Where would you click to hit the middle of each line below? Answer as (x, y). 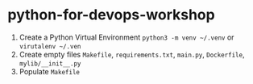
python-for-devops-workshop (111, 15)
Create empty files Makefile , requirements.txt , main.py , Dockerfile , (132, 54)
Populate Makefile (49, 71)
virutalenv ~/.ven (50, 46)
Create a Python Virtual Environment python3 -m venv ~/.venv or (126, 37)
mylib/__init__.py (50, 63)
